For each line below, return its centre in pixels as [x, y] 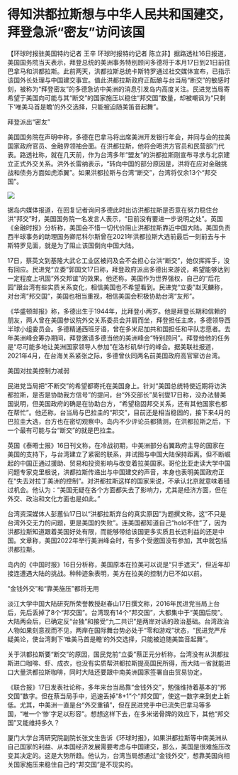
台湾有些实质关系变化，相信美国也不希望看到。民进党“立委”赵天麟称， [124, 287]
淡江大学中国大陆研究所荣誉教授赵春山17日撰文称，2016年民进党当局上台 [114, 603]
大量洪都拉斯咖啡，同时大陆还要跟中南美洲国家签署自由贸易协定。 [109, 672]
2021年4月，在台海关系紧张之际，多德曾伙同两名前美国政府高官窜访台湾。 [116, 356]
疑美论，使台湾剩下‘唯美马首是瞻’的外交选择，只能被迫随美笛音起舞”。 [110, 639]
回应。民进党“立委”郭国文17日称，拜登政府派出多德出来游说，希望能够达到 [121, 269]
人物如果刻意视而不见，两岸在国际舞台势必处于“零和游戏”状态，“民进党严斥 [117, 630]
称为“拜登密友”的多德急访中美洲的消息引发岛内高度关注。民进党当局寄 [128, 89]
